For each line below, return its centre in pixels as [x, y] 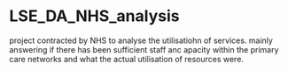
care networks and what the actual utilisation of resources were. [126, 59]
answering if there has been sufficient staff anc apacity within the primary [144, 49]
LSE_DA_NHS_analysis [94, 16]
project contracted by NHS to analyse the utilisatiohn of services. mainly [141, 40]
